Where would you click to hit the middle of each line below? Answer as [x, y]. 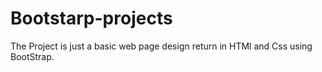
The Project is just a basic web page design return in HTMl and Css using [161, 46]
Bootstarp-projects [91, 18]
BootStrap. [32, 56]
